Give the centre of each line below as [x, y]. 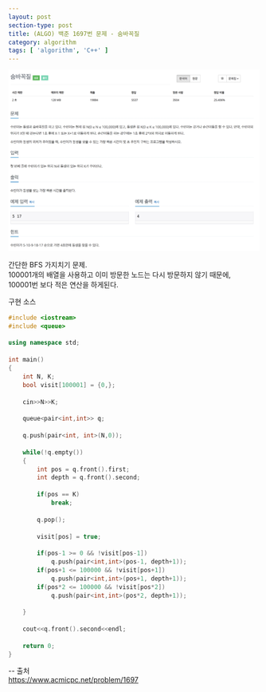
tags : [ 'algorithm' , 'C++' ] [59, 51]
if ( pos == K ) [59, 495]
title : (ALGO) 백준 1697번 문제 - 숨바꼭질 [74, 34]
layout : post [30, 17]
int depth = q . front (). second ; [89, 478]
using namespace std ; [44, 343]
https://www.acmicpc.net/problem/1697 [74, 679]
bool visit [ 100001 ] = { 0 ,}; [69, 385]
